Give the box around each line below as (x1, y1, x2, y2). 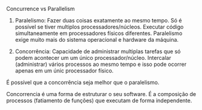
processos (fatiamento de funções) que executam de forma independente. (6, 97, 192, 104)
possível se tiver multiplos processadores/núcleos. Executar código (15, 24, 184, 30)
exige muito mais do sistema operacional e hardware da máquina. (15, 36, 179, 43)
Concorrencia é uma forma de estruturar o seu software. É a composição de (6, 91, 197, 97)
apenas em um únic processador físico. (15, 67, 114, 74)
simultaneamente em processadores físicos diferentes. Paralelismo (15, 30, 183, 37)
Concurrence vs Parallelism (6, 5, 75, 12)
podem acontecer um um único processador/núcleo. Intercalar (15, 54, 171, 61)
